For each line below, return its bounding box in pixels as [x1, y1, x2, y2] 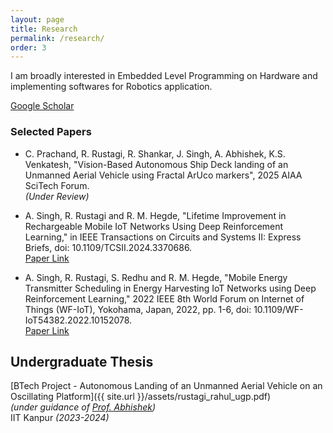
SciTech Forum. [24, 179, 90, 191]
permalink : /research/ [10, 33, 105, 43]
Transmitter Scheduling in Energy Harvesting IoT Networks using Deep [24, 282, 317, 294]
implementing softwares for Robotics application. [10, 81, 213, 93]
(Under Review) [24, 190, 90, 202]
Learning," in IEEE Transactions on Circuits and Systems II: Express [24, 231, 302, 243]
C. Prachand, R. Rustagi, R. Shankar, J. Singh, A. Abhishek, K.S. [24, 147, 286, 160]
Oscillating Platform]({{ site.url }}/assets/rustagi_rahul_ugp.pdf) [10, 391, 272, 403]
